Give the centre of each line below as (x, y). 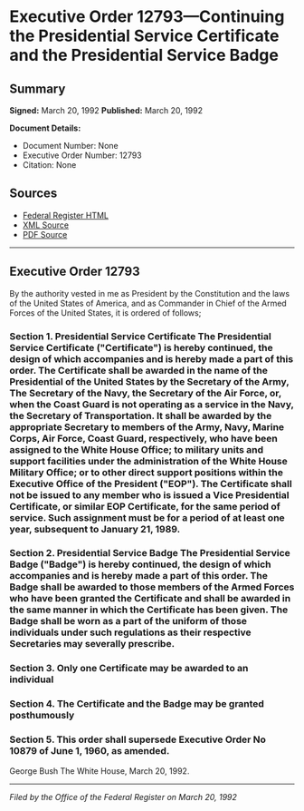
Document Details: (45, 128)
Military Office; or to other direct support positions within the (146, 472)
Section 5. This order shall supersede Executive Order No (138, 739)
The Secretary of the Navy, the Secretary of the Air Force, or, (146, 393)
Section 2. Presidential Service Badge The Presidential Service (150, 553)
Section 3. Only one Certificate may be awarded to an (129, 669)
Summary (38, 88)
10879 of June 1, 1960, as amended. (90, 751)
